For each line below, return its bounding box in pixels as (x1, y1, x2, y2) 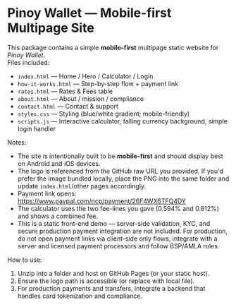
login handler (17, 124, 56, 133)
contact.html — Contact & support (17, 102, 118, 110)
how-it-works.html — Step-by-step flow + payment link (17, 79, 179, 88)
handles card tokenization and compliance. (17, 291, 143, 300)
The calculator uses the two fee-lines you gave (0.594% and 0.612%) (17, 204, 220, 212)
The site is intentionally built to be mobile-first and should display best (17, 152, 223, 160)
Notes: (7, 138, 27, 146)
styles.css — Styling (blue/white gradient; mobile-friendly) (17, 109, 190, 118)
